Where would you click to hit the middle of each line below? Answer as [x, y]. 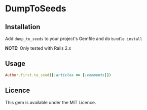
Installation [23, 27]
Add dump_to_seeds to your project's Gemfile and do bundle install [74, 38]
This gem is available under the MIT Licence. [51, 102]
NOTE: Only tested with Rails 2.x [38, 48]
